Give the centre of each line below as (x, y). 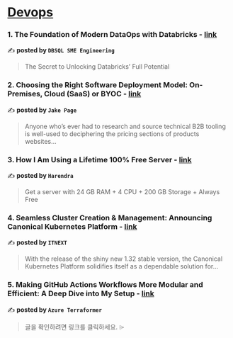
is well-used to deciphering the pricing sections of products (112, 134)
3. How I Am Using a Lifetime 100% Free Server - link (100, 159)
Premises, (25, 94)
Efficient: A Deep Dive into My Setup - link (81, 293)
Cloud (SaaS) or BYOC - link (92, 94)
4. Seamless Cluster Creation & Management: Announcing (110, 218)
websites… (40, 141)
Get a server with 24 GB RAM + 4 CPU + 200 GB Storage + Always (122, 192)
